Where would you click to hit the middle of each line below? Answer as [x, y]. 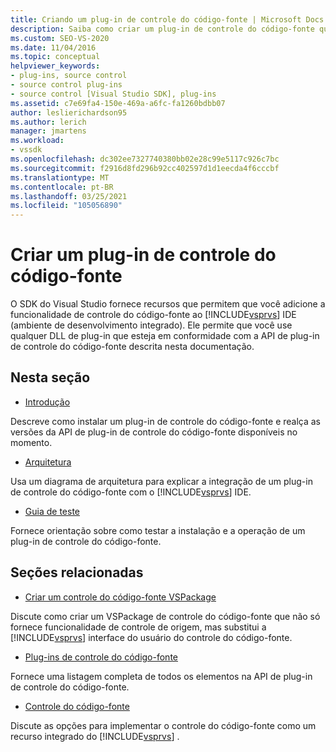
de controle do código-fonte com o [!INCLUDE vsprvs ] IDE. [131, 492]
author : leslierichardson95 [69, 112]
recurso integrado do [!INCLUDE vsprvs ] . [95, 736]
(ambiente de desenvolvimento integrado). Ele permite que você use [151, 325]
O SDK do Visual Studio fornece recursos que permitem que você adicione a [168, 304]
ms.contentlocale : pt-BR [62, 187]
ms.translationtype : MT [60, 177]
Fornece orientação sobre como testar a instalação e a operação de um [158, 530]
